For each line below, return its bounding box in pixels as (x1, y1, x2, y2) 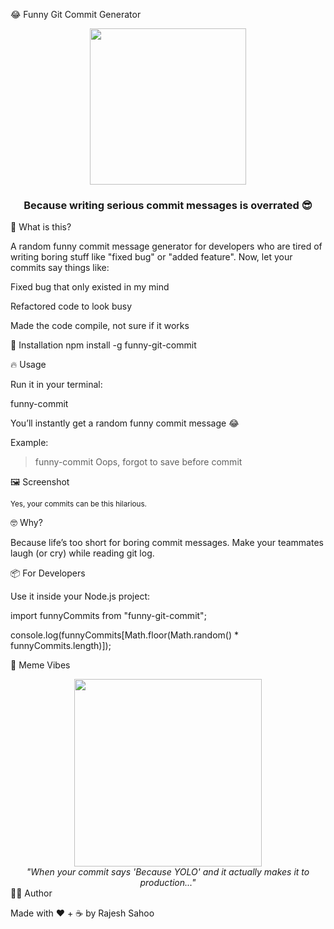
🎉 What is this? (10, 221, 72, 233)
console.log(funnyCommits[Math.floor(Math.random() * (10, 629, 239, 641)
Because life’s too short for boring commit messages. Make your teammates (10, 537, 324, 549)
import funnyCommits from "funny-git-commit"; (10, 610, 207, 622)
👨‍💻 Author (10, 887, 53, 899)
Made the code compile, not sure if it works (10, 320, 190, 332)
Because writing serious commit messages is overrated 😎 (23, 198, 313, 212)
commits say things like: (10, 262, 110, 274)
